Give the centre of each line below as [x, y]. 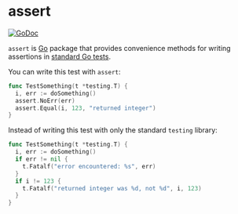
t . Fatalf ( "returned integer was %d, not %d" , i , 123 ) [112, 188]
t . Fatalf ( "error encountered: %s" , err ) [89, 166]
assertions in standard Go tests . [60, 56]
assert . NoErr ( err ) [46, 100]
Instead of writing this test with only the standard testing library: [113, 130]
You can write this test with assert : [64, 71]
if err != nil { [42, 159]
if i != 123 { [38, 181]
